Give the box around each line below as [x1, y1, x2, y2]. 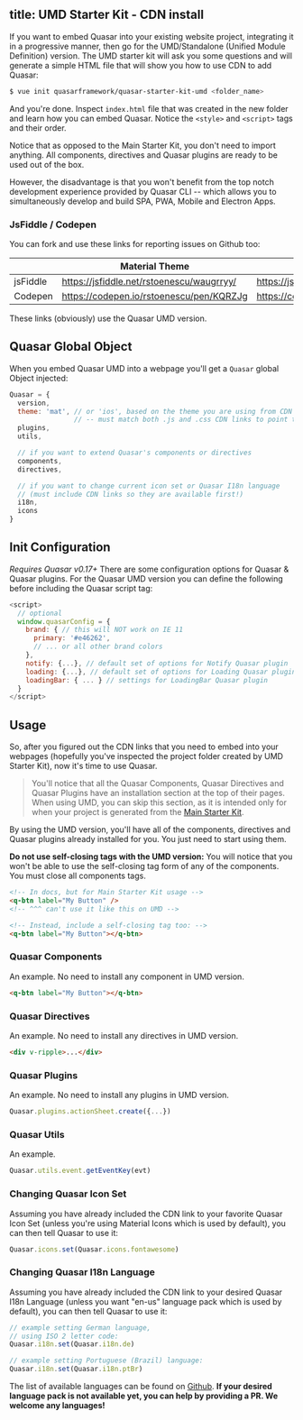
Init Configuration [9, 540, 111, 555]
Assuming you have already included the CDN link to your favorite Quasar [9, 1208, 283, 1219]
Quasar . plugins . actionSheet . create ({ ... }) [9, 1107, 171, 1116]
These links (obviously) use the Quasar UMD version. [9, 313, 207, 324]
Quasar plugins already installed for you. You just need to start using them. [9, 834, 287, 845]
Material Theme [120, 260, 190, 272]
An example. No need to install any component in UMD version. [9, 971, 245, 982]
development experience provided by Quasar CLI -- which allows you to [9, 186, 277, 197]
